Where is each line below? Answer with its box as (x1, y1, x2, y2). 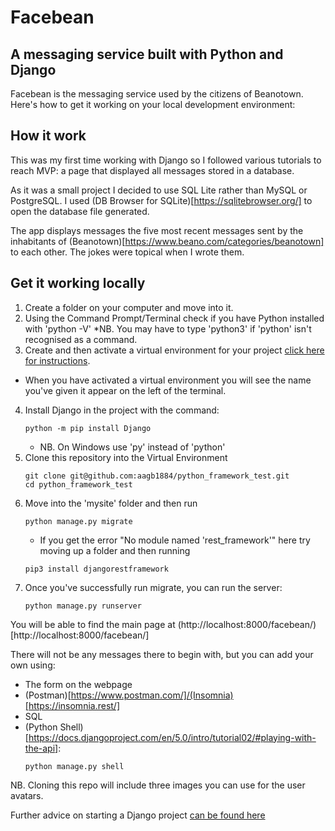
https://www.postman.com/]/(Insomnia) (70, 689, 234, 701)
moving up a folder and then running (39, 544, 191, 556)
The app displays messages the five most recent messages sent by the (10, 224, 304, 236)
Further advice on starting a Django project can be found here (10, 809, 266, 821)
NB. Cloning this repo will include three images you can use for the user (10, 779, 306, 791)
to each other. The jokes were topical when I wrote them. (10, 246, 245, 258)
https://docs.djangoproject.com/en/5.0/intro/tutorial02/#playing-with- (28, 731, 317, 743)
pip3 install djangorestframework (24, 564, 169, 574)
